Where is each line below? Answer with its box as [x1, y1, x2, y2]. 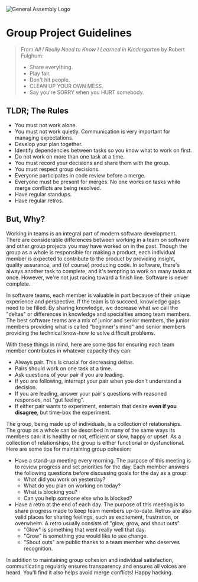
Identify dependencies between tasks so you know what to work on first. [14, 147, 192, 154]
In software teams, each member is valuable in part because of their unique [6, 292, 190, 299]
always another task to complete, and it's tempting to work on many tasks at [6, 267, 192, 274]
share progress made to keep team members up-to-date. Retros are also [14, 507, 192, 514]
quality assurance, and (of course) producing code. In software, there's [6, 261, 180, 269]
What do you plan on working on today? [23, 482, 121, 489]
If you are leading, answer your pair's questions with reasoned [14, 390, 167, 397]
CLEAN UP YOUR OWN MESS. [29, 82, 103, 89]
